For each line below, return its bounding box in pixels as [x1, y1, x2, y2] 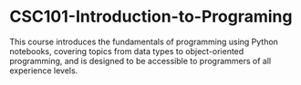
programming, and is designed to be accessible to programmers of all [9, 55, 272, 66]
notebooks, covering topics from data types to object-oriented [9, 45, 244, 56]
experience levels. [9, 65, 78, 76]
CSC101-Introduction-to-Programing [9, 6, 293, 27]
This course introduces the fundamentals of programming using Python [9, 36, 278, 47]
